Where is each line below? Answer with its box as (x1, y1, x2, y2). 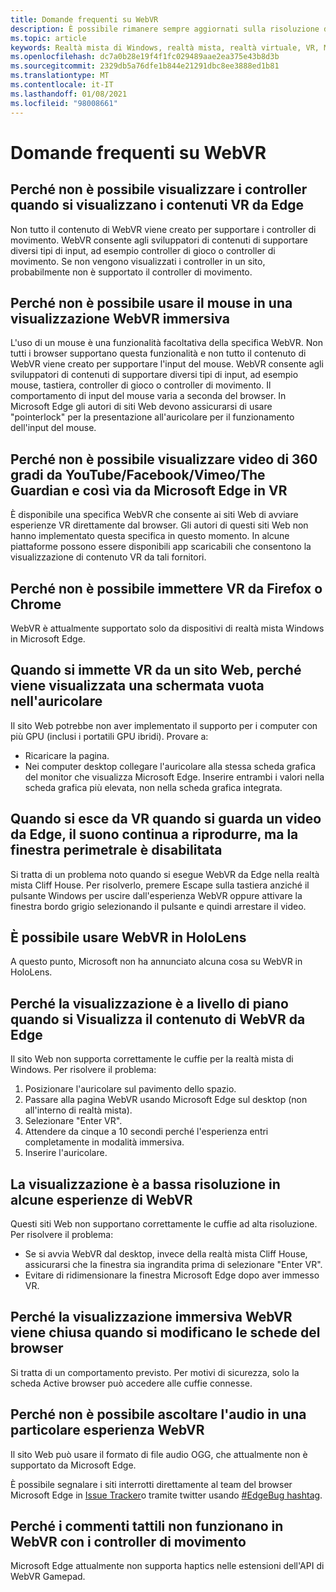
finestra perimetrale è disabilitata (10, 842, 223, 859)
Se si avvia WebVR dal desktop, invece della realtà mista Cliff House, (24, 1248, 308, 1260)
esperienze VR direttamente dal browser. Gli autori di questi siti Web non (10, 519, 309, 531)
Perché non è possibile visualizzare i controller (10, 181, 308, 198)
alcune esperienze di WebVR (10, 1191, 193, 1208)
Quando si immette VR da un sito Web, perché (10, 662, 302, 679)
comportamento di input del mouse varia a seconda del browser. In (10, 390, 287, 402)
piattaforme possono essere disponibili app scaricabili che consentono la (10, 541, 312, 553)
